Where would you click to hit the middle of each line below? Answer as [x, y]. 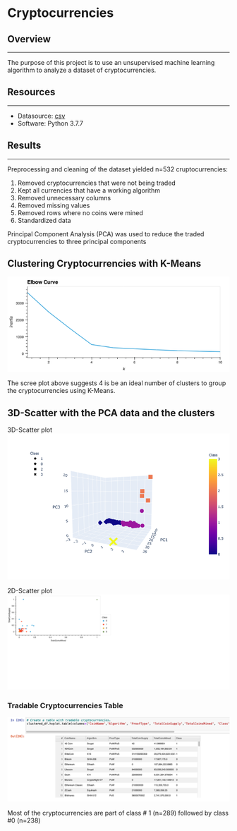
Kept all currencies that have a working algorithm [89, 190]
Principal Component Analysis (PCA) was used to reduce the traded [106, 233]
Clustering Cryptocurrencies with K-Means [104, 263]
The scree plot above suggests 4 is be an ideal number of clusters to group [117, 383]
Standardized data [44, 220]
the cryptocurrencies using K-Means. [61, 391]
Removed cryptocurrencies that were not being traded [97, 183]
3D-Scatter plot [30, 430]
